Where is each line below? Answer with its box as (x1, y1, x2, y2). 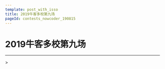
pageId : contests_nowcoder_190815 (5, 16, 76, 21)
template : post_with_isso (5, 7, 58, 12)
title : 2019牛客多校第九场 (5, 12, 55, 17)
